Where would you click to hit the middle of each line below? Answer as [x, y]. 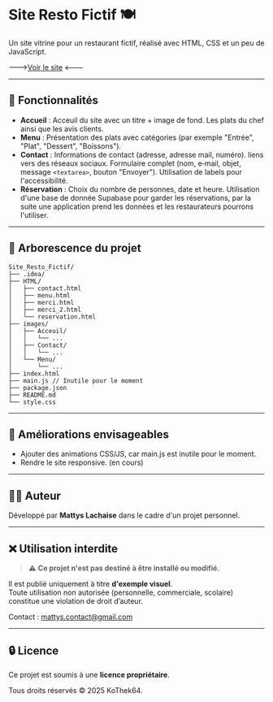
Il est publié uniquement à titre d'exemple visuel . [91, 584]
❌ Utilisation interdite [63, 548]
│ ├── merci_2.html [45, 310]
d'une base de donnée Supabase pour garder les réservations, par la [136, 197]
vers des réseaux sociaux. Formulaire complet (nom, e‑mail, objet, [131, 163]
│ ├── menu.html [39, 295]
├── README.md [32, 395]
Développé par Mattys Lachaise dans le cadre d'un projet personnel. [124, 515]
